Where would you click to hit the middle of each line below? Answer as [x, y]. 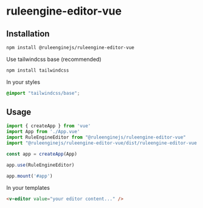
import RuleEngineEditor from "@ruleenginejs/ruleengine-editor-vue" [96, 137]
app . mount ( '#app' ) [29, 176]
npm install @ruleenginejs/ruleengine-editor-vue [71, 47]
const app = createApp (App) [42, 154]
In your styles [23, 82]
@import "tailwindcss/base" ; [43, 93]
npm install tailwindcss [38, 70]
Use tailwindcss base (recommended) [54, 59]
